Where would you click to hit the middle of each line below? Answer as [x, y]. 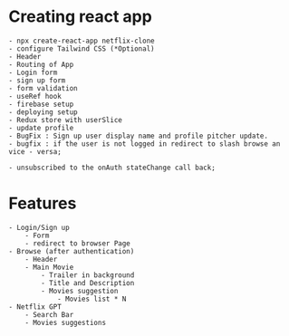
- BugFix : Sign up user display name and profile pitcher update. [139, 136]
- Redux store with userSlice [66, 120]
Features [43, 203]
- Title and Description [88, 283]
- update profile [41, 128]
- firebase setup [41, 104]
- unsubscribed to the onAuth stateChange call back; [112, 168]
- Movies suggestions [65, 322]
